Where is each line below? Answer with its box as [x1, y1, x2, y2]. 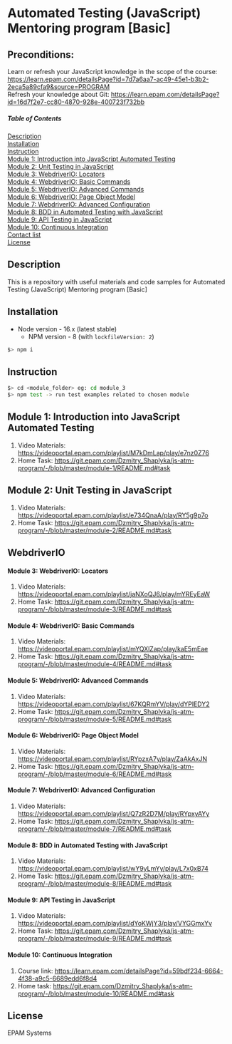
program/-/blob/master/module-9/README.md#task [17, 934, 172, 943]
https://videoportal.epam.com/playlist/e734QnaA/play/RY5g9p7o [17, 511, 209, 520]
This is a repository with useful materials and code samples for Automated [7, 277, 226, 286]
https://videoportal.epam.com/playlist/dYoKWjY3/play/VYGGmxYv [17, 919, 212, 928]
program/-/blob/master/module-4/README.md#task [17, 660, 172, 668]
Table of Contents [7, 114, 62, 123]
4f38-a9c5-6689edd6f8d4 [17, 974, 97, 983]
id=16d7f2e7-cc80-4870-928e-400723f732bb [7, 98, 145, 106]
